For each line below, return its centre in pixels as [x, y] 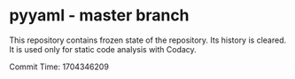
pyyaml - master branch [99, 16]
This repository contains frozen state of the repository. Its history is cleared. [147, 40]
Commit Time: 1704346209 [59, 67]
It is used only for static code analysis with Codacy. [103, 49]
